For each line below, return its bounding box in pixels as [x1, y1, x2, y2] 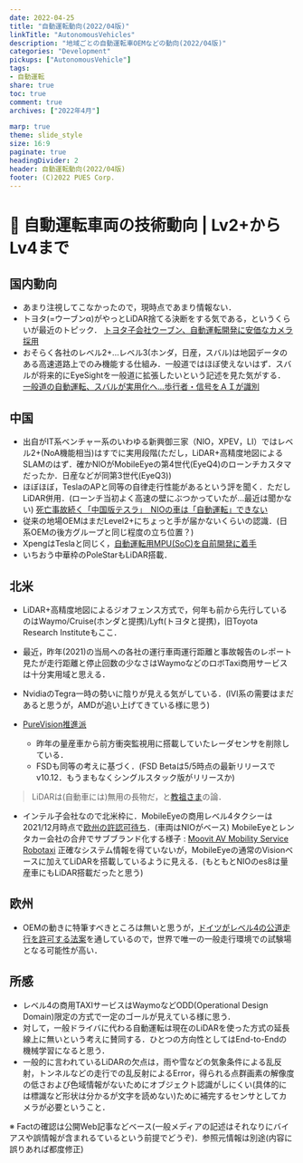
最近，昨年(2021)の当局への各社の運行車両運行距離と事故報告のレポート [22, 646, 292, 657]
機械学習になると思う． [22, 1044, 110, 1056]
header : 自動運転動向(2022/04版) [9, 164, 126, 173]
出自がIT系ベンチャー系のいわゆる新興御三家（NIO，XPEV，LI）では [22, 436, 278, 447]
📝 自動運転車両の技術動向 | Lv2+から [9, 215, 282, 236]
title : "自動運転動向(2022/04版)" [9, 22, 130, 31]
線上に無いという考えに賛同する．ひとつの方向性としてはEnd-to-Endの [22, 1033, 288, 1044]
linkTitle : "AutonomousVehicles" [9, 30, 136, 39]
